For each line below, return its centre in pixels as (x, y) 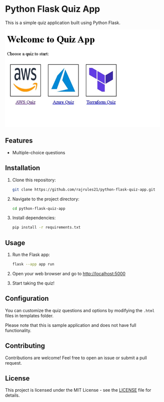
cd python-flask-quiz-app (39, 208)
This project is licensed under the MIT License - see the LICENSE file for (78, 390)
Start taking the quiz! (33, 283)
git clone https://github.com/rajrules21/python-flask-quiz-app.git (84, 189)
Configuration (27, 299)
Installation (23, 168)
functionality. (18, 330)
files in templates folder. (29, 316)
